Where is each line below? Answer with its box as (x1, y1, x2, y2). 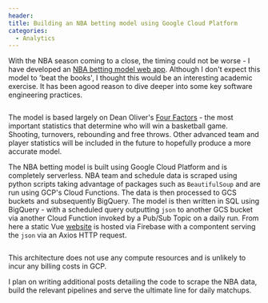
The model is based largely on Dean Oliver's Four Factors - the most (8, 113, 234, 123)
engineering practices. (8, 90, 82, 100)
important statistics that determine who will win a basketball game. (8, 121, 228, 131)
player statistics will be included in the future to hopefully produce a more (8, 138, 251, 148)
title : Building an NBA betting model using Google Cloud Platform (8, 19, 238, 27)
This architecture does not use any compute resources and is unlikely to (8, 253, 246, 263)
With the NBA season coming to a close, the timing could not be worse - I (8, 56, 250, 66)
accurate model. (8, 147, 62, 156)
